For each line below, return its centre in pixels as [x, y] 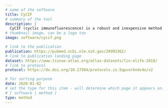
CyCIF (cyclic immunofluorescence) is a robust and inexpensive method [86, 28]
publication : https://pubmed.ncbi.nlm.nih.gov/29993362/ [66, 51]
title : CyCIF [19, 14]
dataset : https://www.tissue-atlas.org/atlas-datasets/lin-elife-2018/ [81, 60]
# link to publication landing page [43, 56]
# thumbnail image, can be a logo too [45, 33]
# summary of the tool [29, 19]
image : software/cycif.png [33, 38]
